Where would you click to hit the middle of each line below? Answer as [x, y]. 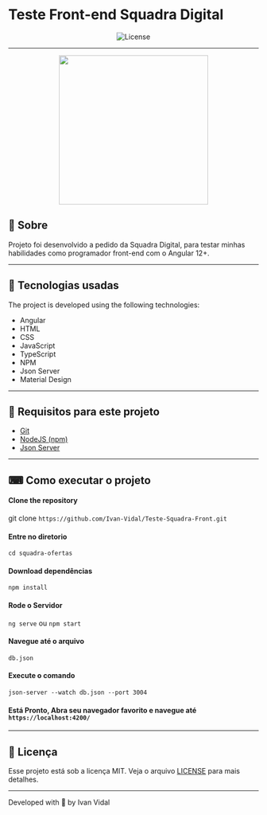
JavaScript [37, 345]
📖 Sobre [28, 226]
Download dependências [50, 571]
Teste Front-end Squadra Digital [116, 15]
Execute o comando [42, 676]
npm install [28, 588]
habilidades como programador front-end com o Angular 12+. [109, 253]
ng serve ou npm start [45, 623]
